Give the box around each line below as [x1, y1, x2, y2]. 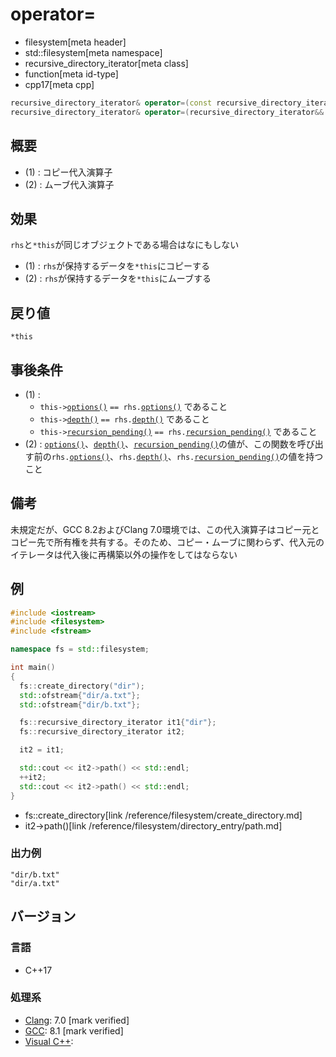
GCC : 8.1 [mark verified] [24, 1024, 124, 1037]
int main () [10, 663, 56, 673]
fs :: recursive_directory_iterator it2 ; [19, 727, 186, 737]
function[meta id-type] [24, 68, 119, 80]
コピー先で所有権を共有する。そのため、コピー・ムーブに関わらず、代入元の [10, 536, 325, 548]
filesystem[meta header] [24, 36, 127, 48]
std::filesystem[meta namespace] [24, 46, 163, 58]
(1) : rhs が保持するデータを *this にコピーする [24, 260, 210, 272]
